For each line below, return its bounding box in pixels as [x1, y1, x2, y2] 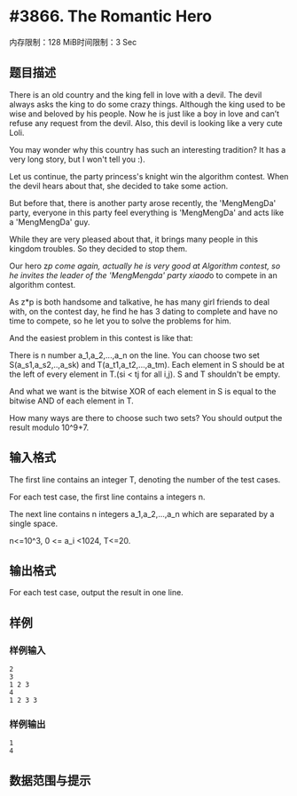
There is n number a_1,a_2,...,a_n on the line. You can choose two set [9, 349, 260, 361]
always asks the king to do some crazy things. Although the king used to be [9, 99, 285, 109]
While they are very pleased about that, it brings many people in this [9, 234, 259, 244]
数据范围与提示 [9, 773, 91, 788]
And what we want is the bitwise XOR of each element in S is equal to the [9, 386, 277, 396]
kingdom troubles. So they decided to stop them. [9, 243, 188, 254]
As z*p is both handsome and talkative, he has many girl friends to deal [9, 296, 270, 307]
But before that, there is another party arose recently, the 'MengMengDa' [9, 197, 277, 208]
